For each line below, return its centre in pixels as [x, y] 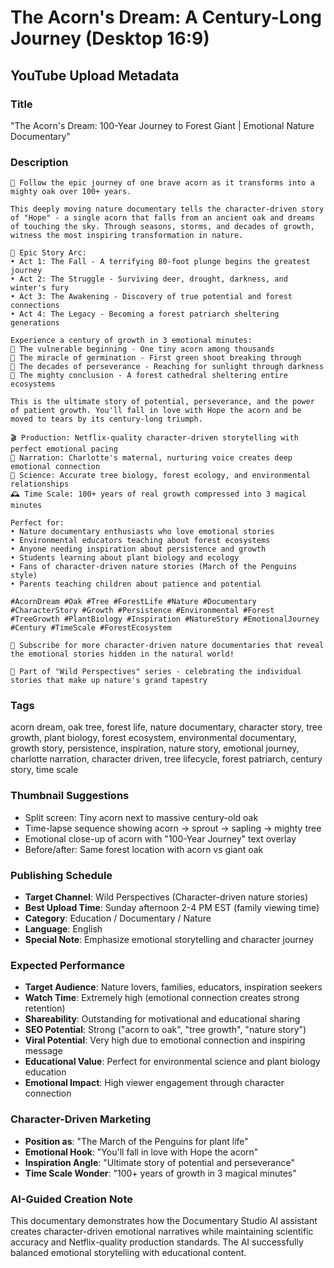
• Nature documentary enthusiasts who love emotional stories [142, 532]
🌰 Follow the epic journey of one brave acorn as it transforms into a [162, 183]
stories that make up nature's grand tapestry [109, 681]
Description [39, 162]
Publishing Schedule [61, 875]
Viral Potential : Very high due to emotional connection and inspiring [165, 1040]
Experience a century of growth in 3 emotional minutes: [131, 341]
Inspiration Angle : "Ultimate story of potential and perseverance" [159, 1162]
